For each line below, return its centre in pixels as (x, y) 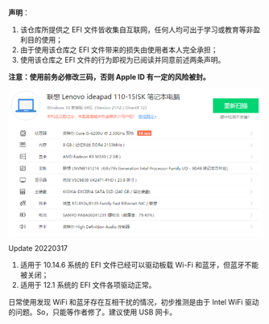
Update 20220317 (38, 248)
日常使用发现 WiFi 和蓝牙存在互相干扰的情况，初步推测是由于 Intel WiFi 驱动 (134, 302)
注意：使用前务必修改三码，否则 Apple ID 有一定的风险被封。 (110, 77)
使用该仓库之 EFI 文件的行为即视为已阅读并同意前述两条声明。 (122, 60)
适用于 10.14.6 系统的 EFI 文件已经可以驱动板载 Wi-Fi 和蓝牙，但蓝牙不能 (139, 265)
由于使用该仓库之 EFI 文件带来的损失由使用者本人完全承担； (119, 50)
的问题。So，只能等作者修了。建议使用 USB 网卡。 (93, 312)
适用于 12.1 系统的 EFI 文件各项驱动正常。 (88, 285)
